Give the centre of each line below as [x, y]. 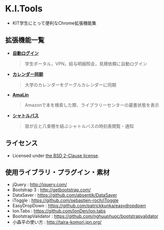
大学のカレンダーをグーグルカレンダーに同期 [71, 84]
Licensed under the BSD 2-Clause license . [56, 155]
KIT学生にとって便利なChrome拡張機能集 [54, 23]
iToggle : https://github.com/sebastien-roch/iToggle [65, 200]
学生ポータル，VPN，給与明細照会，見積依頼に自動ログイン [86, 64]
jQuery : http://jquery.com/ [40, 185]
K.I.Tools [24, 9]
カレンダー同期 [28, 74]
